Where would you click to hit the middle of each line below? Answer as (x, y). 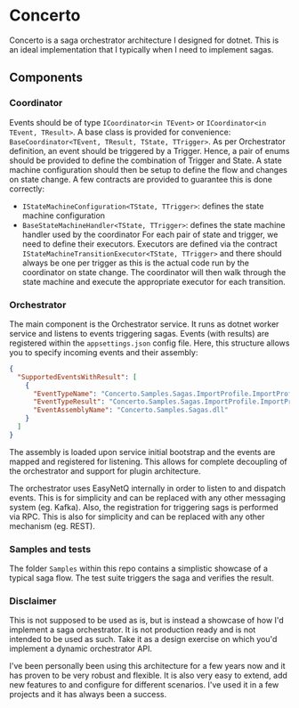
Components (46, 78)
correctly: (27, 189)
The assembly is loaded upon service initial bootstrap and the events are (142, 452)
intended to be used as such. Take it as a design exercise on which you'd (143, 639)
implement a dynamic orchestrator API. (81, 649)
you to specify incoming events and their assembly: (104, 352)
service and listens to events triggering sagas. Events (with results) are (139, 333)
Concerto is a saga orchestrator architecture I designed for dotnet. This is (144, 40)
